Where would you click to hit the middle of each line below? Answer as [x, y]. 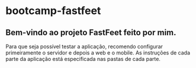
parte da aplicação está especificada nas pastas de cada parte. [83, 59]
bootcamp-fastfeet [53, 11]
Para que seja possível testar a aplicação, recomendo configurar [84, 46]
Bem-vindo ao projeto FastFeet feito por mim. [91, 33]
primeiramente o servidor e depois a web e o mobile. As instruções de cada [98, 53]
